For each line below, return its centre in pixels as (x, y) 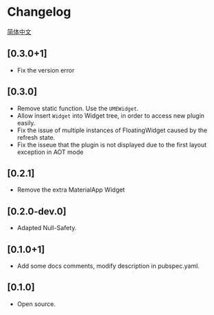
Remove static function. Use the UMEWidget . (78, 108)
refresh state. (36, 137)
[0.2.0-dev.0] (37, 211)
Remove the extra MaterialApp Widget (71, 190)
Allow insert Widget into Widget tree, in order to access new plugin (110, 115)
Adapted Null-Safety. (47, 228)
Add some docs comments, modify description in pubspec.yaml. (108, 266)
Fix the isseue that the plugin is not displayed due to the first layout (112, 144)
